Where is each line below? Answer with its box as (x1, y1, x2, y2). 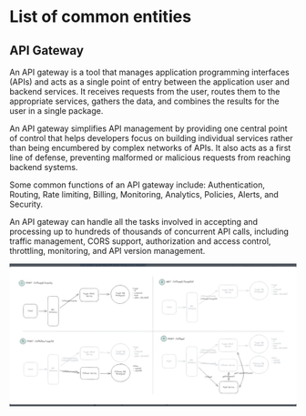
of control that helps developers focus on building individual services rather (9, 133, 293, 143)
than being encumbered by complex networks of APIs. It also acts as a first (9, 143, 291, 153)
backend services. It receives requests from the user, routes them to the (9, 86, 280, 96)
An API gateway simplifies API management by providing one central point (9, 123, 289, 134)
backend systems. (9, 162, 78, 172)
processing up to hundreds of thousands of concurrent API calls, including (9, 226, 290, 237)
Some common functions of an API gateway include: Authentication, (9, 179, 266, 190)
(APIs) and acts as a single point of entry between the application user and (9, 76, 290, 87)
